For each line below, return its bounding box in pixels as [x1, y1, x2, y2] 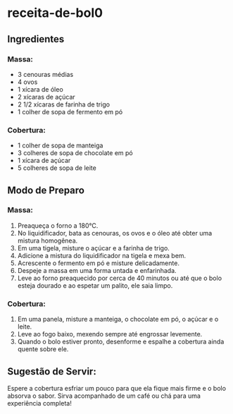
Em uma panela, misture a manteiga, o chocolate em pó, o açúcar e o [17, 315, 219, 324]
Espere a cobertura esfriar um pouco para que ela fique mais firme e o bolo [7, 384, 227, 392]
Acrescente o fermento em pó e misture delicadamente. [17, 259, 180, 267]
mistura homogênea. [17, 236, 78, 245]
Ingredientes [7, 33, 65, 45]
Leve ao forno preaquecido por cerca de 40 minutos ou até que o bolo [17, 274, 222, 282]
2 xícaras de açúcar [17, 92, 75, 101]
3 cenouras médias [17, 70, 74, 78]
